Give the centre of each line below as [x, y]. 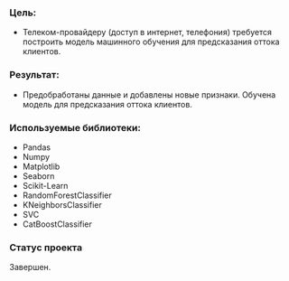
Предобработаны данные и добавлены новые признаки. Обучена [149, 94]
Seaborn [38, 176]
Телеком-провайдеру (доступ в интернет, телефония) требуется [147, 33]
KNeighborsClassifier [62, 204]
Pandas [37, 147]
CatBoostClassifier [57, 224]
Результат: [35, 75]
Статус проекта [46, 248]
